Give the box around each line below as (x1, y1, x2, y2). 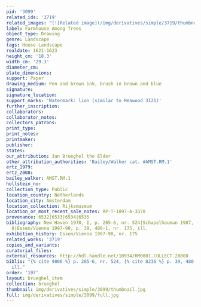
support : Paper (6, 75, 44, 81)
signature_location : (6, 92, 58, 98)
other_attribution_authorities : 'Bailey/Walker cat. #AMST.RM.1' (6, 159, 172, 165)
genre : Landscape (6, 36, 50, 42)
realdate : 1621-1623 (6, 48, 58, 54)
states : (6, 148, 26, 153)
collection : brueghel (6, 281, 60, 287)
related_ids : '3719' (6, 14, 58, 20)
